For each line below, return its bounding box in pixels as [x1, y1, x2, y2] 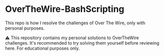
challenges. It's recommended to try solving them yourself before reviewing [5, 40, 160, 46]
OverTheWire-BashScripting [5, 3, 124, 15]
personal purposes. [5, 25, 45, 31]
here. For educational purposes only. [5, 45, 80, 51]
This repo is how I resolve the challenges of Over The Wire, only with [5, 20, 146, 26]
